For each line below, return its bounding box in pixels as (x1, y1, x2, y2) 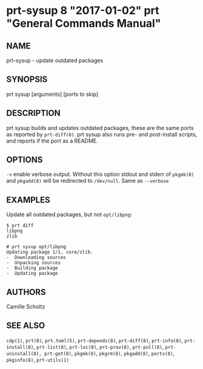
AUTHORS (6, 286, 47, 297)
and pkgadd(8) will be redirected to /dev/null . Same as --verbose (6, 177, 169, 184)
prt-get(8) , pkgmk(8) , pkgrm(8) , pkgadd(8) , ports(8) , (44, 350, 175, 357)
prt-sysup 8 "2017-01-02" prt (6, 4, 159, 18)
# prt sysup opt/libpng (6, 244, 67, 250)
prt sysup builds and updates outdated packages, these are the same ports (6, 124, 194, 131)
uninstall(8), (6, 350, 42, 357)
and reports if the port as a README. (6, 137, 98, 144)
